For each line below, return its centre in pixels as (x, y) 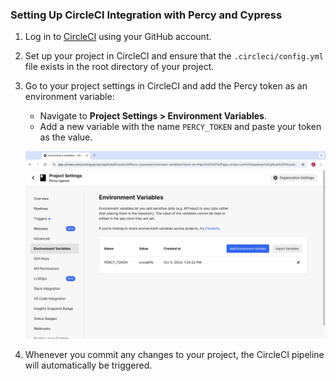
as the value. (66, 137)
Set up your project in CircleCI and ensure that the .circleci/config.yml (174, 56)
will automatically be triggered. (88, 365)
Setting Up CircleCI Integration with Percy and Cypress (146, 15)
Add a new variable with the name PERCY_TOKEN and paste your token (180, 127)
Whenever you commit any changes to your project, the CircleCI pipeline (174, 355)
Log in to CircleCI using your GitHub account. (118, 37)
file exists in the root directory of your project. (119, 67)
